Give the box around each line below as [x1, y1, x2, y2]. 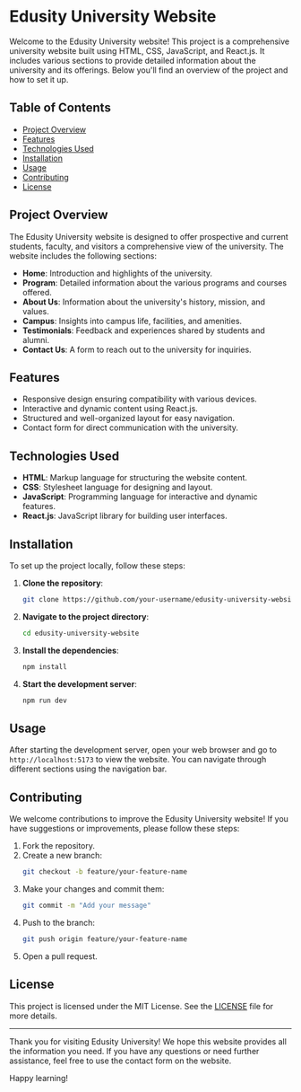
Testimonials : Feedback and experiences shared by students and [21, 325, 266, 336]
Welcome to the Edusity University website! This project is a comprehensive [9, 36, 289, 47]
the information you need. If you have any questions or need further [9, 1045, 260, 1056]
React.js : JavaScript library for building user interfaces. [21, 510, 228, 522]
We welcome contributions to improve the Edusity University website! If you [9, 814, 289, 824]
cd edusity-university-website [21, 629, 140, 638]
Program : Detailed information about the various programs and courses [21, 277, 288, 288]
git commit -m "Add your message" [21, 901, 151, 910]
